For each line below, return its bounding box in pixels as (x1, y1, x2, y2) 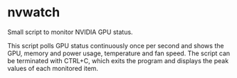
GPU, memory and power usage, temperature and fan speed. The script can (7, 49, 231, 57)
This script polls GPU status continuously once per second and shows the (7, 41, 224, 50)
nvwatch (7, 4, 60, 21)
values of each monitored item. (7, 64, 98, 72)
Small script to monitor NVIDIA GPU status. (7, 28, 133, 36)
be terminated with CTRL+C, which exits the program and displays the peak (7, 56, 229, 65)
